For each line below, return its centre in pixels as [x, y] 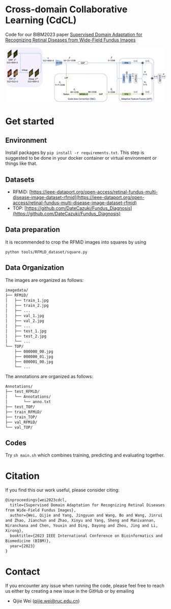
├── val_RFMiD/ [21, 422]
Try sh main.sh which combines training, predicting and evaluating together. [85, 455]
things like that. [21, 164]
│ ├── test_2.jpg [26, 336]
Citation [22, 476]
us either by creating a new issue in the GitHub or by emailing [70, 591]
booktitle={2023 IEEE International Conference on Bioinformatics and [86, 536]
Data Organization [35, 268]
